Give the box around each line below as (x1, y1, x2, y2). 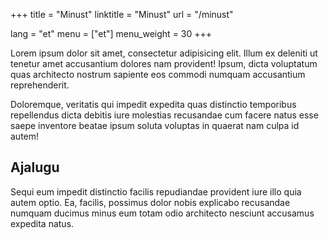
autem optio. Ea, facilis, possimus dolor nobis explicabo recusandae (10, 196, 291, 208)
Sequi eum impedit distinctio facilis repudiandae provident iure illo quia (10, 185, 302, 198)
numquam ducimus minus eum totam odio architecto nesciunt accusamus (10, 207, 315, 219)
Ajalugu (10, 159, 60, 176)
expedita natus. (10, 217, 75, 229)
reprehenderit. (10, 79, 70, 91)
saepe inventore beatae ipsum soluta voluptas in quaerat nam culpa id (10, 120, 300, 131)
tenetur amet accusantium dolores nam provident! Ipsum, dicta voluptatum (10, 58, 318, 69)
